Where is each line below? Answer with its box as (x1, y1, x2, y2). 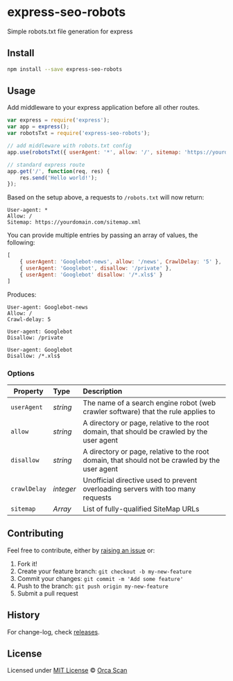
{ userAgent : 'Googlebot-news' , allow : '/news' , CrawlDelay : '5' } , (19, 259, 222, 265)
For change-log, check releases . (7, 627, 101, 636)
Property (13, 386, 44, 396)
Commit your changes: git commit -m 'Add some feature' (17, 574, 184, 582)
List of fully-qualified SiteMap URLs (83, 504, 200, 514)
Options (7, 368, 35, 378)
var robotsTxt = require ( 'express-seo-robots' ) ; (7, 130, 150, 137)
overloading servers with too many (83, 484, 196, 493)
